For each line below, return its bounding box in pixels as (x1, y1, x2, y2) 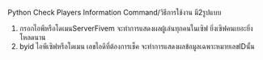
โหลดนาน (19, 33, 46, 42)
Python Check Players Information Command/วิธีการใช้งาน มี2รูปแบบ (7, 8, 222, 17)
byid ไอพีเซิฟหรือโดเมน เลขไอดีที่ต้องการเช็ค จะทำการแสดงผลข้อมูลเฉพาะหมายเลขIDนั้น (19, 42, 256, 51)
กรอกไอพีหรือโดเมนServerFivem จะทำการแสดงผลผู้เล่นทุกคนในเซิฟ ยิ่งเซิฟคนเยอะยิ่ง (19, 24, 253, 33)
